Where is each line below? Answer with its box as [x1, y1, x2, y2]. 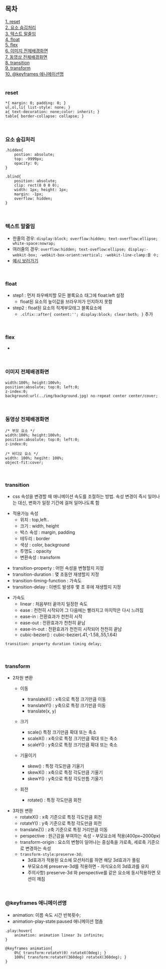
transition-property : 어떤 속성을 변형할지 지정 [12, 565, 104, 571]
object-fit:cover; [5, 460, 44, 465]
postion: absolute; [14, 152, 55, 157]
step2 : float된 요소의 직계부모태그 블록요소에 [12, 305, 102, 311]
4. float [5, 36, 20, 42]
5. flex [5, 42, 18, 48]
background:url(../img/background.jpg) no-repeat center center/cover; [5, 393, 158, 398]
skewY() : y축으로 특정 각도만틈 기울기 [27, 776, 103, 782]
